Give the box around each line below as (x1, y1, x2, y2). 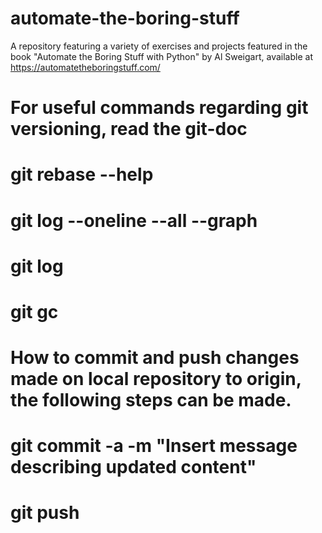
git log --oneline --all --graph (10, 209, 258, 232)
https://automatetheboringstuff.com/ (10, 61, 161, 73)
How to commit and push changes (10, 347, 300, 369)
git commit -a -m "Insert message (10, 435, 298, 457)
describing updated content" (10, 456, 257, 479)
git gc (10, 300, 59, 323)
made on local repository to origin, (10, 368, 302, 391)
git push (10, 502, 80, 524)
